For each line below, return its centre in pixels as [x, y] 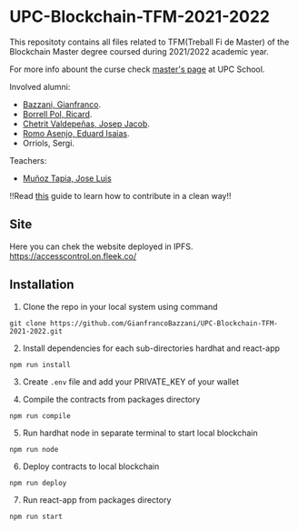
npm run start [36, 516]
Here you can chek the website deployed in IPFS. [101, 246]
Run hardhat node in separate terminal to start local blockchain [140, 433]
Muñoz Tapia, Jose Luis [67, 178]
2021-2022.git [36, 331]
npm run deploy [38, 483]
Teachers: [28, 160]
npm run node [34, 449]
